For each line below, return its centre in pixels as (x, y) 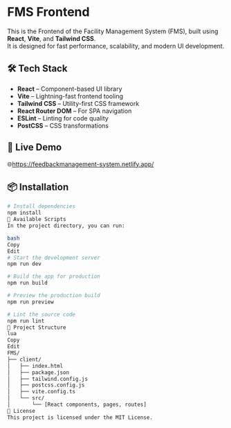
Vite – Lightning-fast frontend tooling (70, 96)
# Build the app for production (54, 277)
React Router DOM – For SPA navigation (74, 111)
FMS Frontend (48, 12)
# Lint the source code (41, 314)
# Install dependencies (41, 206)
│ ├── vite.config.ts (41, 392)
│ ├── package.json (38, 372)
